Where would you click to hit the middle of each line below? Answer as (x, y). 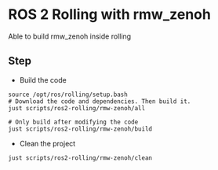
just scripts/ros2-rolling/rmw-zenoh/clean (80, 158)
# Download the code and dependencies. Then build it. (100, 101)
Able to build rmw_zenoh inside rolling (70, 36)
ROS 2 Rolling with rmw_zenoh (110, 15)
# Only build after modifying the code (73, 122)
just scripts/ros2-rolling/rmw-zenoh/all (77, 108)
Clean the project (47, 143)
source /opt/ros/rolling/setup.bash (68, 94)
